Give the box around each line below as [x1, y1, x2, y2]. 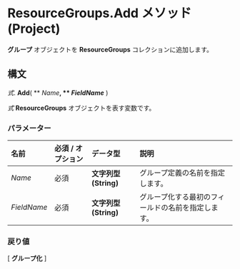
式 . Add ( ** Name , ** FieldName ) [7, 88, 109, 97]
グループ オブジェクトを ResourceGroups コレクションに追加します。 [7, 45, 213, 54]
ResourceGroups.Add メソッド [7, 5, 192, 21]
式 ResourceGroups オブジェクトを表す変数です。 [7, 103, 156, 112]
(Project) [7, 21, 61, 37]
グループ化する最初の [139, 192, 211, 202]
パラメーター [7, 123, 51, 133]
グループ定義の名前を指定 [139, 168, 226, 178]
